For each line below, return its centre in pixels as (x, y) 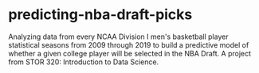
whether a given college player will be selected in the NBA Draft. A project (130, 53)
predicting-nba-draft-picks (100, 15)
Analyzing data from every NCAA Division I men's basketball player (118, 36)
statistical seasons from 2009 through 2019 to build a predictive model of (129, 44)
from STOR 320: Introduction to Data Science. (84, 62)
